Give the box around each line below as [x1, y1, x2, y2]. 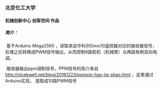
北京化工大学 [5, 4, 36, 11]
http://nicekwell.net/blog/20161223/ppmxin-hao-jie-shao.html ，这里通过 [5, 72, 154, 78]
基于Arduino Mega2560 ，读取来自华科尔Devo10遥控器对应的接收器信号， [6, 43, 157, 49]
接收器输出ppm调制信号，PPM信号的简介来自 [6, 65, 99, 72]
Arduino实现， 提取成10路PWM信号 [5, 78, 77, 84]
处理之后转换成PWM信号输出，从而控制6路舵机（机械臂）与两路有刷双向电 [5, 49, 158, 55]
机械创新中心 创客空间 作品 [5, 17, 59, 23]
